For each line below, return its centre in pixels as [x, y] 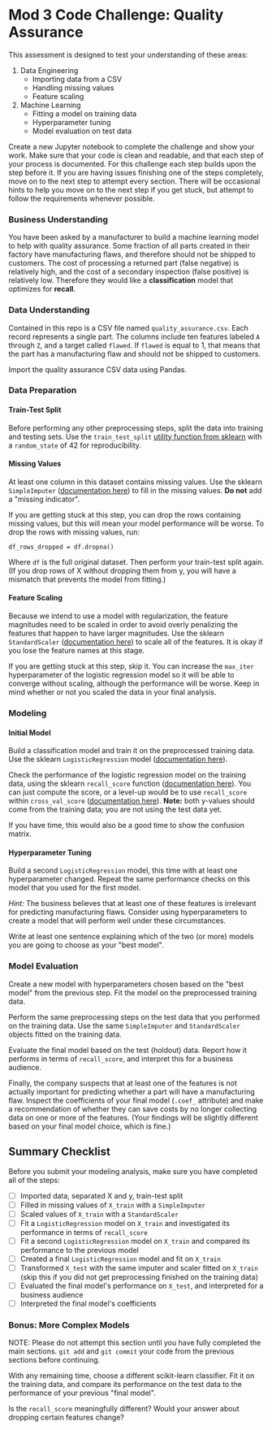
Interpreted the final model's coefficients [88, 1303]
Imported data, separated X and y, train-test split [101, 1195]
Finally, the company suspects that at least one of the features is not [123, 1083]
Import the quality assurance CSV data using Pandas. [97, 369]
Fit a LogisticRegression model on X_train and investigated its [125, 1223]
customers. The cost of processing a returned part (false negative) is [124, 263]
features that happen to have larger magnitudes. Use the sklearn [117, 633]
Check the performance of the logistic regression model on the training [127, 775]
